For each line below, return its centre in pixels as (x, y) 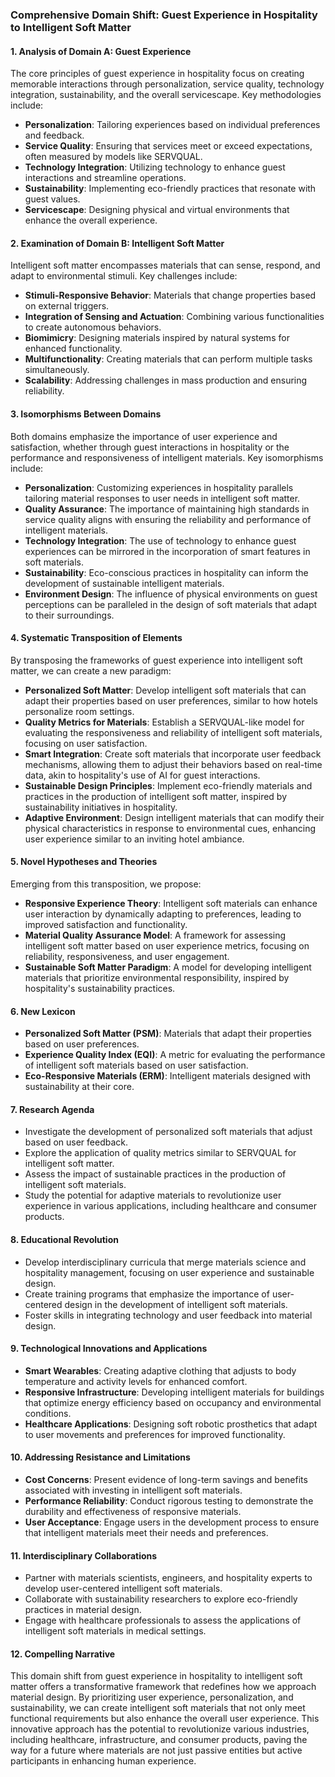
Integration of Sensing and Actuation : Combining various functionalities (174, 317)
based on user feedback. (76, 1142)
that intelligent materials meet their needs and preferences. (146, 1532)
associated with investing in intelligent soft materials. (133, 1490)
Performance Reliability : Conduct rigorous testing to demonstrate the (169, 1500)
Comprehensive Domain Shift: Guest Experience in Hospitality (164, 15)
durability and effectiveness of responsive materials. (133, 1511)
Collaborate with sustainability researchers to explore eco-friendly (161, 1599)
